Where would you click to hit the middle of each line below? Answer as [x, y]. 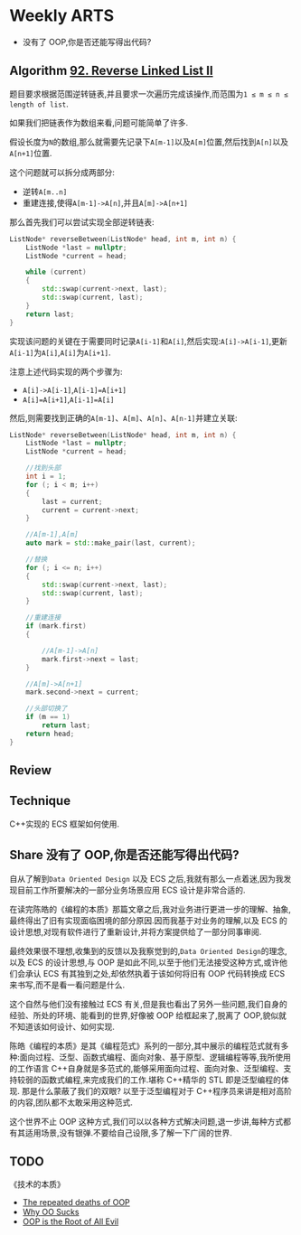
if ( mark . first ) [56, 626]
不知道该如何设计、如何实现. [62, 1026]
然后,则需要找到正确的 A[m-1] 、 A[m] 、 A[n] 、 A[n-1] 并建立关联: [123, 417]
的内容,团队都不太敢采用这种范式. [71, 1102]
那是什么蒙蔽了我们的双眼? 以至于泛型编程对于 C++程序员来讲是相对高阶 [156, 1090]
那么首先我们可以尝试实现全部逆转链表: [82, 221]
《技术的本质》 [37, 1184]
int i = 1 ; [46, 476]
